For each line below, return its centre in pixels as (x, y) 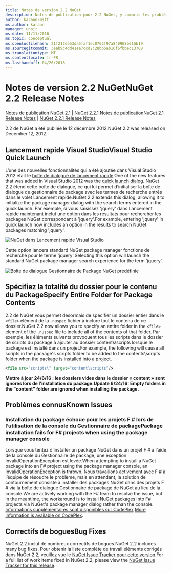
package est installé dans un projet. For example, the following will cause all (85, 348)
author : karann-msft (27, 19)
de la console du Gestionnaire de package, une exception (66, 455)
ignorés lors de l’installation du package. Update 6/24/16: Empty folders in (86, 383)
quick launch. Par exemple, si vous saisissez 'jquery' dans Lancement (79, 208)
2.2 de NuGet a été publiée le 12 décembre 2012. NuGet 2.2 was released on (85, 128)
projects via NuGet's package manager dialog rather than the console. (79, 504)
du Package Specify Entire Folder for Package (79, 295)
